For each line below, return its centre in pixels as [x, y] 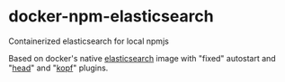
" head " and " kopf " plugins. [58, 68]
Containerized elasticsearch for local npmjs [89, 41]
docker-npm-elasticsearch [111, 16]
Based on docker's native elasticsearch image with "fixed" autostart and [142, 58]
